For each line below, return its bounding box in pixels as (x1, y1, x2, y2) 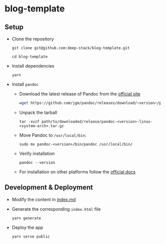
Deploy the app (11, 224, 43, 230)
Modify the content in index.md (11, 196, 76, 202)
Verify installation (19, 150, 55, 157)
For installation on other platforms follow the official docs (19, 168, 136, 174)
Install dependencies (11, 63, 55, 69)
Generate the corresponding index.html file (11, 206, 101, 212)
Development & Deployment (4, 183, 93, 192)
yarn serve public (11, 234, 50, 239)
